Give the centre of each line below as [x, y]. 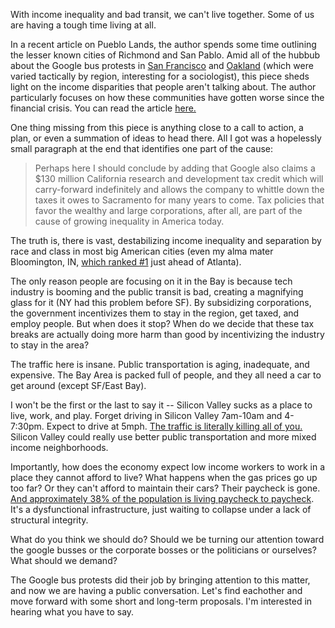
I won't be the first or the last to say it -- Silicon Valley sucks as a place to [161, 405]
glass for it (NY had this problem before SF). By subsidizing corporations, [161, 302]
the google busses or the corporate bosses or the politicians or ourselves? [163, 550]
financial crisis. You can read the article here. [103, 108]
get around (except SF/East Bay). [78, 385]
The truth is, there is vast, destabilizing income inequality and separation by [166, 240]
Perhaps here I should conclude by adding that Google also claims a [175, 168]
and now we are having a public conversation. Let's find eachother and [156, 590]
